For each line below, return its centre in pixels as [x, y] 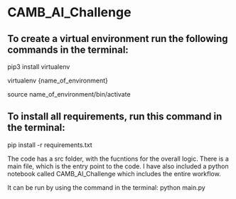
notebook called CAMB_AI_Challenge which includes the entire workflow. [114, 173]
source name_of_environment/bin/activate [69, 94]
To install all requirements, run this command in [115, 117]
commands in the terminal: [68, 49]
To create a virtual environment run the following [118, 39]
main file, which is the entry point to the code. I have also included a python [118, 166]
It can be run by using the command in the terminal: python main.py [107, 187]
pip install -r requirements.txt [50, 145]
